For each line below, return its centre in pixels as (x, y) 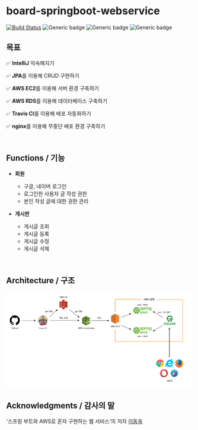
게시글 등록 (36, 233)
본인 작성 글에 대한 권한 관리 (56, 201)
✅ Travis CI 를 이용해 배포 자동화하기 (49, 113)
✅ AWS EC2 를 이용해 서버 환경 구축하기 (53, 88)
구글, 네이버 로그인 (45, 186)
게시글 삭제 (36, 248)
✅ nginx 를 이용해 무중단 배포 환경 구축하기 (56, 126)
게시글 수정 (36, 241)
